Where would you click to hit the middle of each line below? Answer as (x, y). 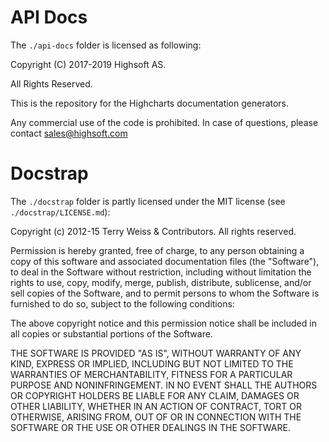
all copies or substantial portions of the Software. (111, 333)
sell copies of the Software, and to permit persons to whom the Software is (165, 293)
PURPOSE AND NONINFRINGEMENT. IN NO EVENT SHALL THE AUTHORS (164, 385)
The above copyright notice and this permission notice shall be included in (163, 323)
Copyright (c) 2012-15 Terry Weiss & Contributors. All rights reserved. (153, 231)
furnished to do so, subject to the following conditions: (122, 303)
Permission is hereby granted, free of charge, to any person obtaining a (157, 250)
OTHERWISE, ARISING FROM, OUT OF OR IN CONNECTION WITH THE (156, 417)
